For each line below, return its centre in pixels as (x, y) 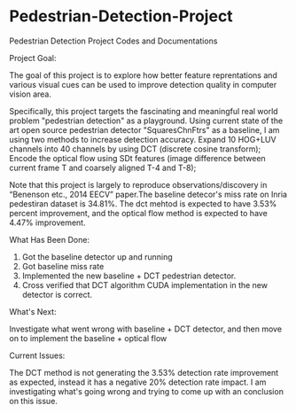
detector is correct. (57, 294)
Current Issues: (37, 355)
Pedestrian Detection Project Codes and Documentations (113, 41)
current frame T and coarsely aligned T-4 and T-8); (103, 168)
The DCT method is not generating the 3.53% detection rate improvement (144, 372)
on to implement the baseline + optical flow (88, 338)
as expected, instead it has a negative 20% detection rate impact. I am (138, 382)
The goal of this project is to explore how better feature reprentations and (143, 75)
